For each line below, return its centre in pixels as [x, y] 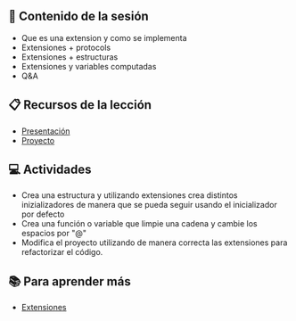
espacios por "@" [53, 234]
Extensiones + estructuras [70, 57]
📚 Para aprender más [70, 281]
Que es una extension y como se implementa [104, 37]
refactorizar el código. [62, 252]
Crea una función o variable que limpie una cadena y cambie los [139, 224]
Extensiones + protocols [66, 47]
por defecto [43, 214]
